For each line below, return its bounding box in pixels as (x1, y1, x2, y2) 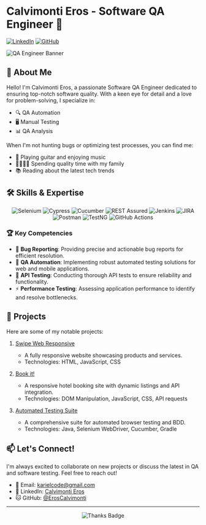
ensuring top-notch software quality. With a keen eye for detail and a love (6, 90, 192, 98)
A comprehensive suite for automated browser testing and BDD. (24, 418, 186, 426)
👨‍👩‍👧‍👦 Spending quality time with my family (15, 159, 124, 167)
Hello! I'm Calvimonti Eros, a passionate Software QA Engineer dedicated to (6, 83, 197, 91)
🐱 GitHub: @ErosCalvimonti (15, 494, 87, 502)
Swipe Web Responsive (15, 339, 75, 347)
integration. (24, 388, 54, 396)
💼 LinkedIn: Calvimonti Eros (15, 488, 85, 495)
